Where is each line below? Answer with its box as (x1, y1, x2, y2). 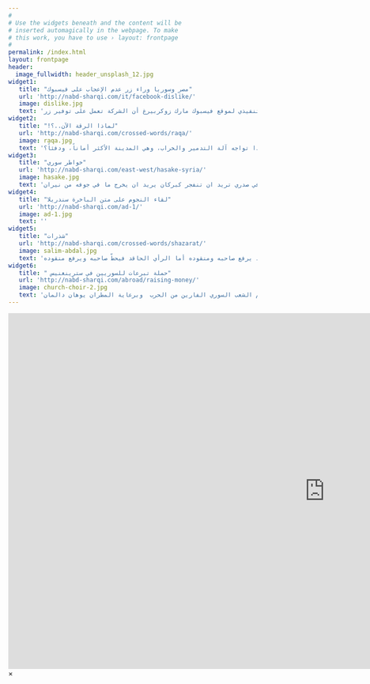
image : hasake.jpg (18, 173, 80, 182)
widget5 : (8, 225, 37, 233)
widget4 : (8, 187, 37, 196)
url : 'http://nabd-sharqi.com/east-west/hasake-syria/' (18, 166, 207, 174)
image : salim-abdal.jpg (18, 247, 97, 255)
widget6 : (8, 262, 37, 270)
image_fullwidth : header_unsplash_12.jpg (15, 70, 154, 78)
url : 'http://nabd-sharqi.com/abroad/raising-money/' (18, 276, 200, 285)
